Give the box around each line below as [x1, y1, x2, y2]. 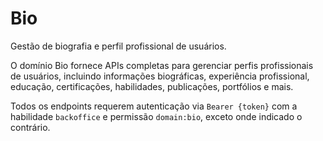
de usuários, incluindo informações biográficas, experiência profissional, [10, 70, 310, 82]
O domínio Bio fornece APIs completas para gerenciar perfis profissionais [10, 59, 314, 71]
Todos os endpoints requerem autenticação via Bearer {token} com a [10, 100, 298, 112]
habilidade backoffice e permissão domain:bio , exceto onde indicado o [10, 110, 303, 122]
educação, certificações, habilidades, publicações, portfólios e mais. [10, 80, 294, 92]
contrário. [10, 121, 51, 133]
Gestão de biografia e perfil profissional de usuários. [10, 40, 227, 52]
